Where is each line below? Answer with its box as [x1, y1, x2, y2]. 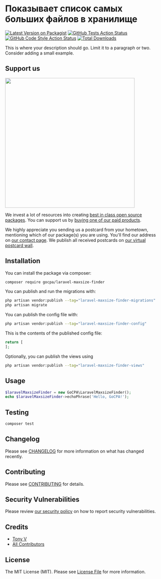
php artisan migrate [5, 303, 48, 308]
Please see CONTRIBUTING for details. [5, 481, 85, 487]
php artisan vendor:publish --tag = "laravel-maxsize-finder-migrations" [5, 298, 156, 303]
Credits [5, 522, 29, 531]
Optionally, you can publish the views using [5, 353, 93, 359]
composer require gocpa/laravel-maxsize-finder [5, 280, 105, 285]
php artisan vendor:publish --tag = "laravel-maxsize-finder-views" [5, 363, 145, 368]
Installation [5, 257, 40, 265]
